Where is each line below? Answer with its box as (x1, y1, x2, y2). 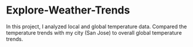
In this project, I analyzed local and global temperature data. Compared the (6, 23, 187, 30)
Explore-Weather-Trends (6, 4, 130, 17)
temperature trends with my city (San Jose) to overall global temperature (6, 29, 182, 36)
